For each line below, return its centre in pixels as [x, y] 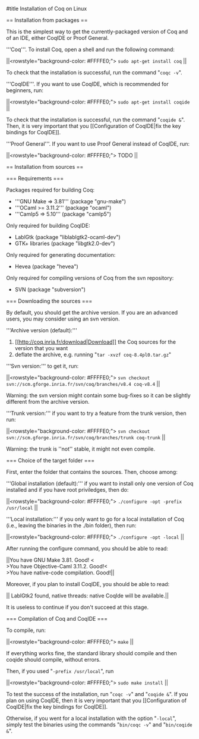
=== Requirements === [35, 178]
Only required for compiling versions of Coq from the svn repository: [90, 278]
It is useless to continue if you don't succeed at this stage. [78, 607]
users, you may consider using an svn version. [63, 319]
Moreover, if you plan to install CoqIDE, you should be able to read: [88, 584]
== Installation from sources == [45, 167]
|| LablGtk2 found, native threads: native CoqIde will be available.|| [88, 596]
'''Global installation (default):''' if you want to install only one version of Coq [100, 483]
